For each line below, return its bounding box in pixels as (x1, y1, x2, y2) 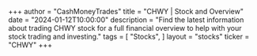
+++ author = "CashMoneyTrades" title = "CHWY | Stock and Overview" (8, 7, 244, 16)
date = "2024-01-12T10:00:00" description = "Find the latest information (8, 15, 244, 24)
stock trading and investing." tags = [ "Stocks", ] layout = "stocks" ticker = (8, 32, 250, 41)
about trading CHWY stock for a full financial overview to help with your (8, 24, 242, 32)
